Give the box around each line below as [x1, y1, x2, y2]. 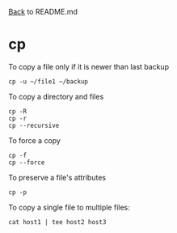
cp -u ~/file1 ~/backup [8, 77, 89, 86]
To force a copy [8, 135, 61, 145]
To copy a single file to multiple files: [8, 202, 131, 212]
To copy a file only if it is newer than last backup [8, 61, 170, 71]
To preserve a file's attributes [8, 172, 107, 182]
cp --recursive [8, 121, 60, 129]
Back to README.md [8, 7, 78, 16]
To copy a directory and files [8, 91, 104, 101]
